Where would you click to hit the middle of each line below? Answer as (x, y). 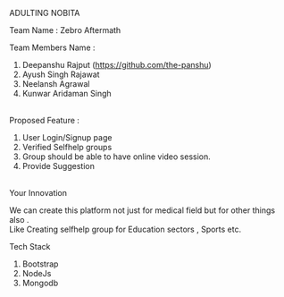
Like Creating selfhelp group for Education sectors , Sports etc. (125, 229)
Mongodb (40, 283)
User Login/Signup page (67, 137)
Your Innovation (38, 193)
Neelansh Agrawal (56, 84)
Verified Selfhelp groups (67, 147)
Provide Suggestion (58, 166)
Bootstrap (40, 264)
